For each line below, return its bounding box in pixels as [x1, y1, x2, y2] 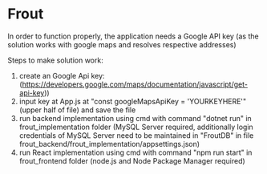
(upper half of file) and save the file [18, 105, 136, 115]
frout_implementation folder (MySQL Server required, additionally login [18, 122, 253, 132]
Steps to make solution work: [7, 55, 103, 65]
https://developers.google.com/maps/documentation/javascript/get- [22, 79, 248, 89]
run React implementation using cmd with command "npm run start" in [18, 148, 253, 157]
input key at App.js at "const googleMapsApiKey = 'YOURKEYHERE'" [18, 96, 247, 106]
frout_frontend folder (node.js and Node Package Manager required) [18, 156, 245, 165]
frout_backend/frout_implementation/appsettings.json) [18, 139, 200, 148]
